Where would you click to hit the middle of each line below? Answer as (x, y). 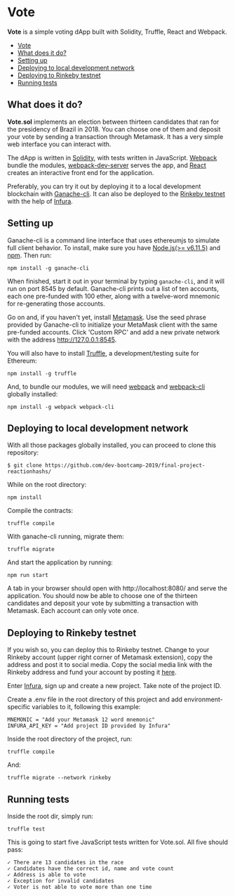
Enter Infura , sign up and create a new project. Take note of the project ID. (114, 686)
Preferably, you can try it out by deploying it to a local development (104, 186)
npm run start (28, 576)
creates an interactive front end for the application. (81, 172)
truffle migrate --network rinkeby (59, 778)
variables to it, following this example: (86, 707)
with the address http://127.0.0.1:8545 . (62, 339)
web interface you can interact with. (59, 144)
